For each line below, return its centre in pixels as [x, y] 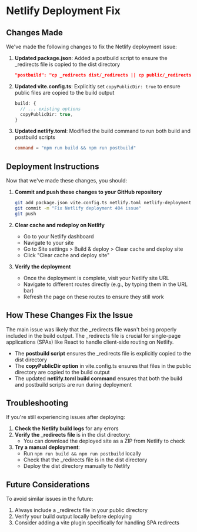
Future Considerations [48, 485]
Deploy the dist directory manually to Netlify [77, 466]
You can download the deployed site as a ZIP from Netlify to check [104, 441]
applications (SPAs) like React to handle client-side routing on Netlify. [90, 342]
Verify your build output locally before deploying [73, 517]
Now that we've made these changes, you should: [67, 181]
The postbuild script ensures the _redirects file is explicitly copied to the [103, 353]
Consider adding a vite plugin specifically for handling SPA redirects [97, 523]
